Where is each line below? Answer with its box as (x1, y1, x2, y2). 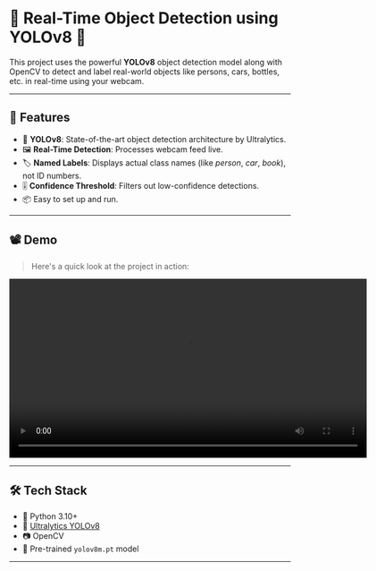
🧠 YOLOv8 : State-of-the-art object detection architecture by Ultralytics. (21, 133, 287, 144)
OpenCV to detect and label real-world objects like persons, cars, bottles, (9, 66, 280, 77)
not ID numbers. (21, 170, 82, 181)
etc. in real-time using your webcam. (9, 75, 145, 86)
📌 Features (9, 110, 71, 125)
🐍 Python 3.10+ (21, 511, 79, 522)
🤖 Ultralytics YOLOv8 (21, 521, 100, 532)
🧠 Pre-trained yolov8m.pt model (21, 543, 139, 554)
